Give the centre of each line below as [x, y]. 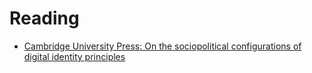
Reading [44, 18]
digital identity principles [74, 56]
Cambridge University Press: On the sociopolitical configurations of [162, 46]
